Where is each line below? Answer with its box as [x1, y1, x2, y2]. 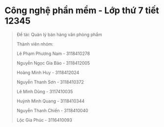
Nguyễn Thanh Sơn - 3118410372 [16, 79, 84, 85]
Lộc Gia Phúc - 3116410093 [16, 117, 72, 123]
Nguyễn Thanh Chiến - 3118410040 [16, 107, 89, 113]
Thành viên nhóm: [16, 41, 54, 47]
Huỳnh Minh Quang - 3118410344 [16, 98, 85, 104]
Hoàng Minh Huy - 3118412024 [16, 69, 80, 76]
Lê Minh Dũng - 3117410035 [16, 88, 73, 94]
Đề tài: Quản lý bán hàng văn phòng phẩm [16, 31, 102, 37]
